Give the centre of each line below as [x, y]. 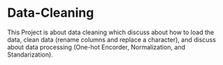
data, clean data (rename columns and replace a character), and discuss [112, 39]
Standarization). [30, 55]
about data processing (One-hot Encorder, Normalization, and [96, 47]
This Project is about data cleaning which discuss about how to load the [111, 32]
